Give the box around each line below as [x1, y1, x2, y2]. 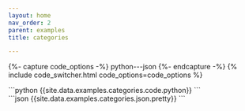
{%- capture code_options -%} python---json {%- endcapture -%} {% [8, 62, 238, 72]
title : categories [8, 33, 69, 42]
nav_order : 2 [8, 19, 51, 27]
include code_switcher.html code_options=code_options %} [8, 70, 203, 80]
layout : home [8, 11, 51, 20]
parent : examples [8, 26, 66, 34]
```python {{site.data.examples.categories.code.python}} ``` [8, 86, 202, 95]
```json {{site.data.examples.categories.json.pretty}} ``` [8, 94, 186, 103]
